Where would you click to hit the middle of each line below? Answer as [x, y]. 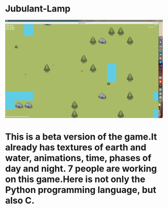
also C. [20, 200]
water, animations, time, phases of [78, 158]
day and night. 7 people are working [81, 168]
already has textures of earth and [76, 147]
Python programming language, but [81, 190]
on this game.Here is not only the [75, 179]
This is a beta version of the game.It [81, 137]
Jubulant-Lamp [38, 9]
